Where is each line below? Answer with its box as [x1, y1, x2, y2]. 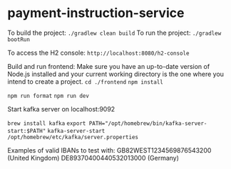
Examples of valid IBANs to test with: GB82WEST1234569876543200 [7, 146, 212, 154]
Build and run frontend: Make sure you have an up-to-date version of [7, 62, 210, 70]
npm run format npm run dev [7, 92, 89, 99]
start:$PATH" [7, 127, 46, 134]
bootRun [7, 36, 31, 43]
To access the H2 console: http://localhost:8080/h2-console [7, 48, 190, 57]
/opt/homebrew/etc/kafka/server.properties [7, 133, 139, 141]
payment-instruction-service [7, 5, 185, 21]
